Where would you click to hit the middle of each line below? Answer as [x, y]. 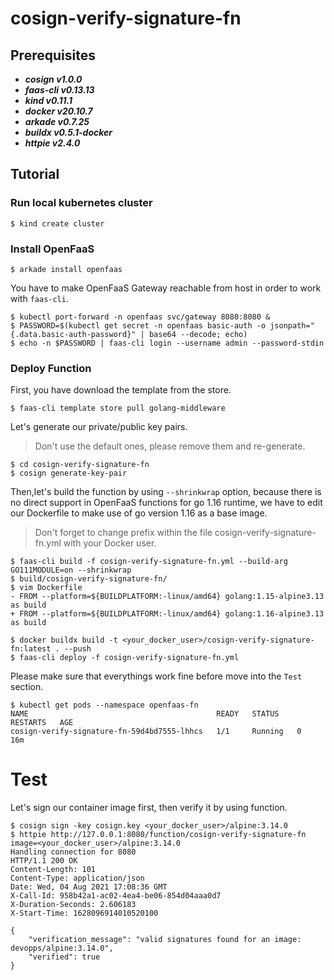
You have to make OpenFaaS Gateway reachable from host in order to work [166, 288]
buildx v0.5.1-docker [68, 132]
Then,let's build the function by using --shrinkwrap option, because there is [166, 492]
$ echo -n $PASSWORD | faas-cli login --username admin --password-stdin [167, 343]
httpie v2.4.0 [52, 143]
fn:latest [31, 649]
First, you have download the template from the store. [121, 390]
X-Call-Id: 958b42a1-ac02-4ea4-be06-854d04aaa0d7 [116, 896]
